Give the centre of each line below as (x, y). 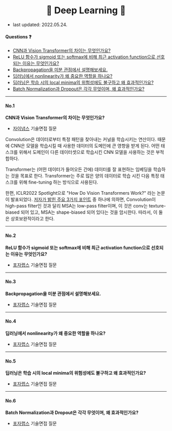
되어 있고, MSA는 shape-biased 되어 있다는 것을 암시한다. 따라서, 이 (89, 212)
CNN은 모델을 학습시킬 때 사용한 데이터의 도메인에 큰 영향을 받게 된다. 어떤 (85, 146)
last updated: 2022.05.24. (40, 25)
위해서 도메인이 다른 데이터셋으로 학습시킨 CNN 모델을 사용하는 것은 (87, 152)
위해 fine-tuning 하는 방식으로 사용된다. (58, 182)
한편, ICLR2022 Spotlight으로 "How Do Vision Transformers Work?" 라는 (81, 193)
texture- (157, 206)
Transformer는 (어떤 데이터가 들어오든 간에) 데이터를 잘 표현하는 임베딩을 (79, 169)
